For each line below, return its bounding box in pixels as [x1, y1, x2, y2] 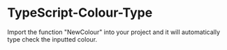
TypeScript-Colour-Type [7, 5, 153, 21]
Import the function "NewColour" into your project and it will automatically [7, 28, 220, 36]
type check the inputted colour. [7, 35, 98, 43]
